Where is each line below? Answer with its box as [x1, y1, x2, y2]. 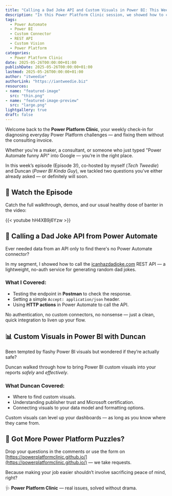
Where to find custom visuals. [12, 394, 76, 400]
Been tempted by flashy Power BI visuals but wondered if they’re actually [5, 349, 160, 355]
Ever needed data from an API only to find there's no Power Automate [5, 245, 153, 251]
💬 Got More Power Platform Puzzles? [5, 435, 125, 443]
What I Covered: [5, 279, 47, 286]
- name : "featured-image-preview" [5, 98, 79, 103]
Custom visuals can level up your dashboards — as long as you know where [5, 414, 166, 420]
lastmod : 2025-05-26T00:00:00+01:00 [5, 70, 83, 75]
